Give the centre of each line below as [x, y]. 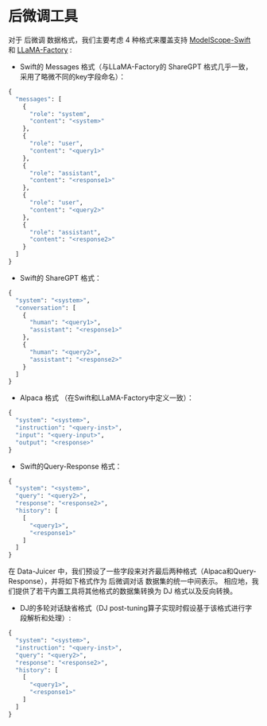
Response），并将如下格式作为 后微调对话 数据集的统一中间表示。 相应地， [130, 581]
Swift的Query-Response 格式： [71, 466]
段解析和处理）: [45, 618]
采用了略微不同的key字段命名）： [72, 76]
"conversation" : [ [46, 308]
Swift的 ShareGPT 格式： [60, 278]
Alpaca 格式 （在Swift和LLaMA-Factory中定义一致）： [107, 398]
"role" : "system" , [60, 114]
